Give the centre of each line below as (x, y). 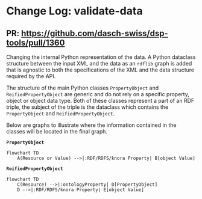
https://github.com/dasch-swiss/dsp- (95, 33)
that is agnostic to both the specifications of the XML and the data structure (100, 70)
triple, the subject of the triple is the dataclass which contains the (87, 107)
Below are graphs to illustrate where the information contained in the (91, 125)
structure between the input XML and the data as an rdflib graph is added (99, 63)
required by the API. (31, 76)
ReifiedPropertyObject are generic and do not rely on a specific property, (98, 94)
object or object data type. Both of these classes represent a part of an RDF (100, 101)
